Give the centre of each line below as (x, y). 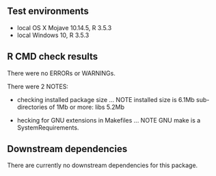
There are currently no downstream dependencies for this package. (103, 165)
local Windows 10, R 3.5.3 (53, 35)
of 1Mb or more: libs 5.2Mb (87, 107)
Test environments (48, 11)
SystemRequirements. (48, 127)
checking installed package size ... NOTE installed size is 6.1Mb (106, 99)
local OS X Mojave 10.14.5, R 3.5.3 (64, 27)
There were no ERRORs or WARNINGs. (62, 73)
